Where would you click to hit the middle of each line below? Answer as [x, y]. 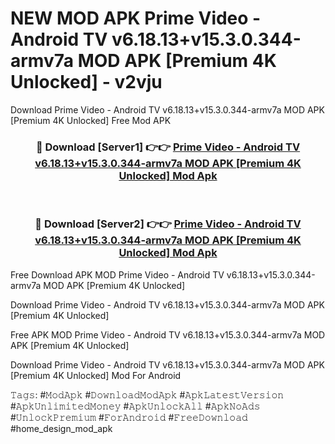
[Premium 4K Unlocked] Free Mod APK [91, 120]
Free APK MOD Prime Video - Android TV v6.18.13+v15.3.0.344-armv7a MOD [168, 334]
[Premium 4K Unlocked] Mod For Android [96, 375]
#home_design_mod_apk [61, 428]
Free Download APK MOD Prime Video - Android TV [117, 274]
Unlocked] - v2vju [86, 82]
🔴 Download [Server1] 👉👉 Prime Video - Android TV [168, 147]
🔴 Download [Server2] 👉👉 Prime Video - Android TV [168, 224]
